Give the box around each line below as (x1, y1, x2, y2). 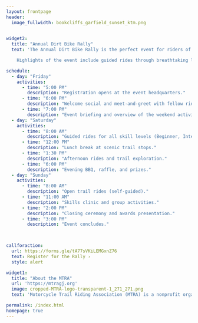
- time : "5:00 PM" (21, 84, 67, 90)
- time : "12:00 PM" (21, 139, 70, 145)
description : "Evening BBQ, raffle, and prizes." (27, 166, 151, 173)
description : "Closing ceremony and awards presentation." (27, 210, 176, 216)
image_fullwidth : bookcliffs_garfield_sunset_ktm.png (11, 19, 146, 25)
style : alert (11, 259, 44, 265)
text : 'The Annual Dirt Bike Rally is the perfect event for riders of (11, 47, 192, 53)
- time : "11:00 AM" (21, 194, 70, 200)
